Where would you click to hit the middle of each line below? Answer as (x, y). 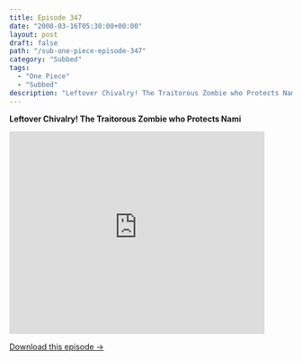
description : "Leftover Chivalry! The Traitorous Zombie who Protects (144, 93)
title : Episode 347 (46, 18)
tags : (19, 68)
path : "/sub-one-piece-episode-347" (78, 51)
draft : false (34, 43)
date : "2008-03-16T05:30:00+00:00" (76, 26)
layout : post (34, 34)
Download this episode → (57, 347)
